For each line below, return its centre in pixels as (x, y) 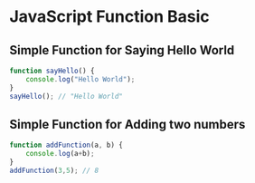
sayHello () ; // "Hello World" (66, 96)
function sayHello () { (52, 71)
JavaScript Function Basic (109, 17)
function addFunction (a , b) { (66, 145)
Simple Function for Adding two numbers (127, 124)
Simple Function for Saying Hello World (122, 50)
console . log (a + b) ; (60, 154)
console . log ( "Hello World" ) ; (80, 79)
